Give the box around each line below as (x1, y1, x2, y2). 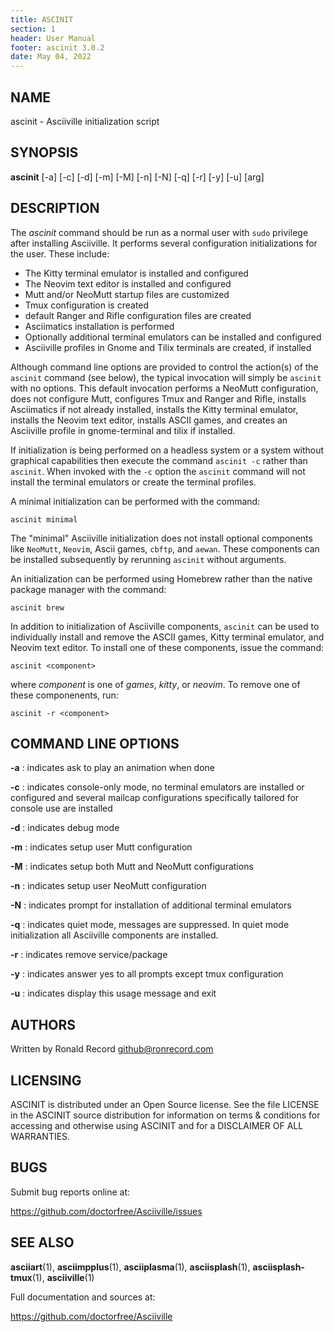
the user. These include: (10, 247, 110, 260)
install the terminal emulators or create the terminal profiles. (10, 476, 257, 488)
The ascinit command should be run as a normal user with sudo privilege (10, 226, 309, 238)
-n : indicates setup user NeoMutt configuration (10, 880, 207, 892)
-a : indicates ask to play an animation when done (10, 762, 216, 774)
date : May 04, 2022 (10, 52, 92, 62)
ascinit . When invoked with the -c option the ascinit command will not (10, 465, 306, 477)
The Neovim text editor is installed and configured (24, 277, 232, 290)
